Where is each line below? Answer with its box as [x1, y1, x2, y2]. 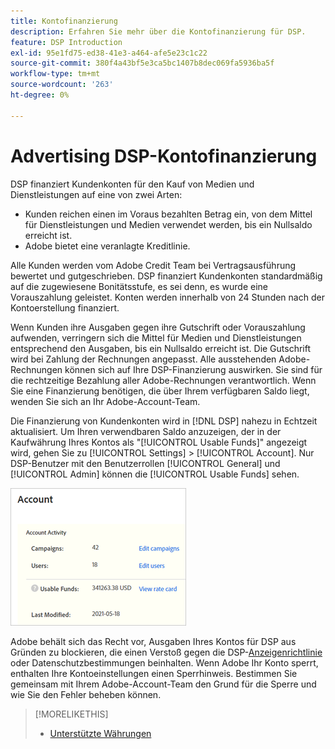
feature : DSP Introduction [10, 37, 123, 47]
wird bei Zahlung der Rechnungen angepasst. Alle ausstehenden [10, 353, 277, 365]
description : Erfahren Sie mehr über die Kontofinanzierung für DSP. [10, 26, 307, 37]
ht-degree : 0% [10, 90, 70, 100]
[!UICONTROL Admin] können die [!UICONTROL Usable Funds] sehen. [10, 468, 300, 480]
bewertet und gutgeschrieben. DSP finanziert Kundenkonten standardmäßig [10, 270, 323, 282]
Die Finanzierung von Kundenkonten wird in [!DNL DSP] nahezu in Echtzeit [10, 415, 318, 427]
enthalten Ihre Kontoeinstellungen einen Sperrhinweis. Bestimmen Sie [10, 667, 298, 679]
